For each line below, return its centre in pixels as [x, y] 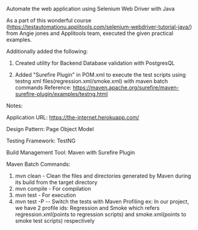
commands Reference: [43, 88]
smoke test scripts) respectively [55, 221]
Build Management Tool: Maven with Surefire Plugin [71, 152]
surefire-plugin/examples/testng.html [61, 94]
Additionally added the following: [47, 51]
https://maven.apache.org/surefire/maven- [126, 88]
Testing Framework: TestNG [41, 141]
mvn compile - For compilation [53, 189]
